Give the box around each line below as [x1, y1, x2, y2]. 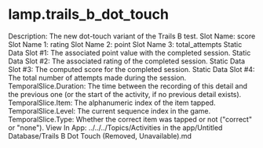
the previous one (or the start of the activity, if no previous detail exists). [8, 89, 242, 99]
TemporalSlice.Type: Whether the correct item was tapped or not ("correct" [8, 114, 253, 124]
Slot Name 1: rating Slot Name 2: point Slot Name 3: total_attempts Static [8, 39, 243, 49]
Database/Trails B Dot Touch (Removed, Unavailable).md [8, 131, 192, 140]
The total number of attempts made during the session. [8, 73, 187, 82]
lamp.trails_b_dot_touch [8, 5, 169, 23]
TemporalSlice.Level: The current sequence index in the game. [8, 106, 210, 115]
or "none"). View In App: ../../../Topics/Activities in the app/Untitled [8, 123, 223, 132]
